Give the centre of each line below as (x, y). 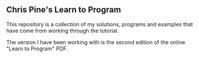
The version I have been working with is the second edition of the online (96, 42)
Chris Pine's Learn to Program (64, 10)
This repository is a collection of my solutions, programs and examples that (99, 24)
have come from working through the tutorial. (63, 30)
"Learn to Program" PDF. (37, 48)
